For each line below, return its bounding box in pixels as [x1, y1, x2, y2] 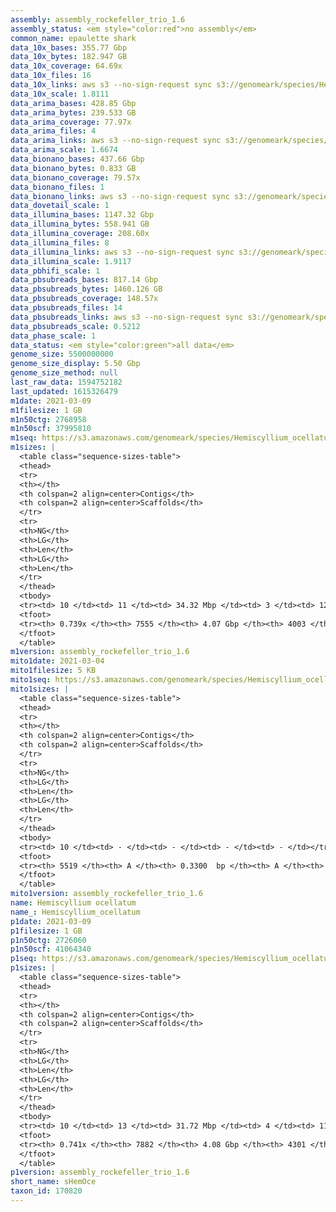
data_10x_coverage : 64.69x [10, 61, 123, 71]
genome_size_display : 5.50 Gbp [10, 359, 141, 369]
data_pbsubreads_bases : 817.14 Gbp [10, 275, 159, 285]
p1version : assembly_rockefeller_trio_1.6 [10, 1167, 190, 1178]
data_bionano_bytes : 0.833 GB [10, 163, 137, 173]
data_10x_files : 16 [10, 71, 92, 81]
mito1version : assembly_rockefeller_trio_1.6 [10, 889, 203, 899]
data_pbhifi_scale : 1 [10, 266, 101, 276]
